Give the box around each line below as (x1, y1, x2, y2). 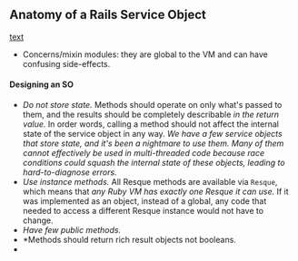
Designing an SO (9, 79, 74, 90)
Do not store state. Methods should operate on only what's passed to (22, 100, 283, 111)
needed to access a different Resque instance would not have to (22, 206, 264, 217)
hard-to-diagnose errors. (22, 167, 117, 178)
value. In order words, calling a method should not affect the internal (22, 119, 280, 130)
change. (22, 215, 54, 226)
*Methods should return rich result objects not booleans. (22, 235, 236, 246)
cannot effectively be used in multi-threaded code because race (22, 148, 265, 159)
